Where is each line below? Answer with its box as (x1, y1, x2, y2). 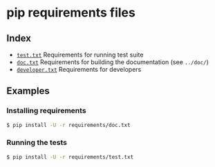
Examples (6, 85, 50, 97)
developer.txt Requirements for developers (16, 66, 142, 73)
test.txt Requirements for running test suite (16, 50, 144, 59)
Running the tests (6, 138, 67, 148)
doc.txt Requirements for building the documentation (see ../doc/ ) (16, 58, 209, 66)
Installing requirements (6, 106, 87, 115)
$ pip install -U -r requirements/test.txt (6, 153, 134, 160)
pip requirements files (6, 5, 135, 21)
